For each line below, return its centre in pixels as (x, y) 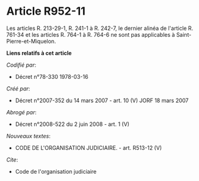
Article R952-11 (46, 11)
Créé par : (18, 88)
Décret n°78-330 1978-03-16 (52, 76)
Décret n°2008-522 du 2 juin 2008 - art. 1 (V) (72, 124)
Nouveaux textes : (28, 136)
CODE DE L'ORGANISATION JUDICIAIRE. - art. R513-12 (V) (89, 147)
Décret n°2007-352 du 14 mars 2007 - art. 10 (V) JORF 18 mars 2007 (102, 100)
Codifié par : (21, 65)
